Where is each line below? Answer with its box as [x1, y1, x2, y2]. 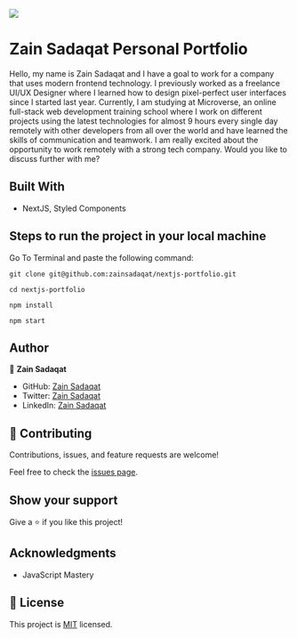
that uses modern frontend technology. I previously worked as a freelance [9, 77, 281, 88]
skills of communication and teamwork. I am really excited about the [9, 134, 259, 145]
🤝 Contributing [9, 425, 92, 440]
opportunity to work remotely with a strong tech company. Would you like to [9, 143, 287, 155]
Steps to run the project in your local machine [9, 229, 267, 244]
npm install [9, 301, 53, 310]
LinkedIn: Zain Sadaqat [21, 400, 107, 411]
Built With [9, 179, 65, 195]
